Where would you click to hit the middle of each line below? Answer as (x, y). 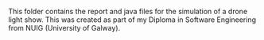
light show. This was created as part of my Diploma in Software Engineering (132, 20)
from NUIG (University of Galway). (64, 28)
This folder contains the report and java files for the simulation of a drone (128, 11)
